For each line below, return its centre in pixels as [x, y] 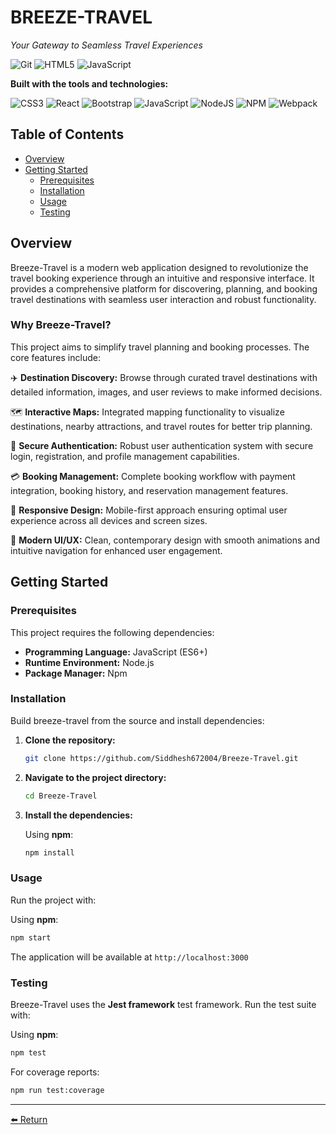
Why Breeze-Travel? [61, 325]
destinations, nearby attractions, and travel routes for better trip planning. [161, 426]
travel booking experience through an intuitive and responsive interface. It [162, 278]
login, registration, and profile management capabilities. [125, 456]
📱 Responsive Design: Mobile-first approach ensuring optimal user [149, 510]
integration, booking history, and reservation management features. [149, 490]
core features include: [55, 357]
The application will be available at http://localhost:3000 [129, 957]
